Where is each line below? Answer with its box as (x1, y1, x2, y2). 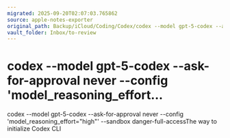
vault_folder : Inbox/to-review (7, 29, 97, 36)
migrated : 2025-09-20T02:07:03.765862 (7, 10, 118, 17)
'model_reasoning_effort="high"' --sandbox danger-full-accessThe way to (7, 118, 218, 126)
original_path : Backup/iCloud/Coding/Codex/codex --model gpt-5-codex (7, 23, 213, 29)
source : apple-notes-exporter (7, 16, 94, 23)
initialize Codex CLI (7, 124, 62, 133)
